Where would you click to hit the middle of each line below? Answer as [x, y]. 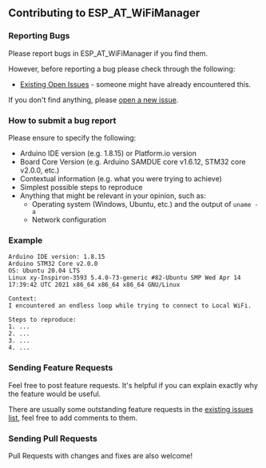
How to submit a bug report [62, 121]
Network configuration [69, 220]
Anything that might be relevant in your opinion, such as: [113, 196]
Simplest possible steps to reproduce [81, 187]
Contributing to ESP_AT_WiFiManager [104, 13]
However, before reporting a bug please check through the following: [122, 69]
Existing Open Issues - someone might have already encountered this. [135, 84]
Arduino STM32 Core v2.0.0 [53, 264]
